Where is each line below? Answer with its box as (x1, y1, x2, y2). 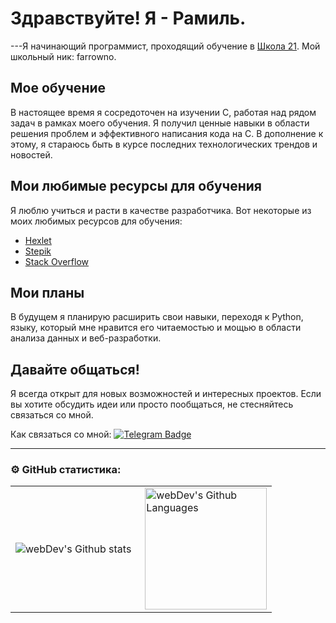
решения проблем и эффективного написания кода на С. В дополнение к (10, 127, 324, 139)
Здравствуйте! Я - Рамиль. (10, 7, 247, 30)
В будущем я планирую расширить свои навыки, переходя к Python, (10, 311, 304, 323)
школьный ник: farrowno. (10, 50, 117, 62)
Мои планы (10, 284, 85, 301)
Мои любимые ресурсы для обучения (10, 178, 262, 195)
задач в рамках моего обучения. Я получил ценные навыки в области (10, 117, 310, 129)
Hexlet (24, 234, 52, 246)
